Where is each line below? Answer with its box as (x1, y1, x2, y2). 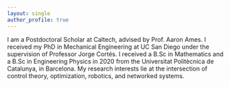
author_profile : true (7, 16, 69, 23)
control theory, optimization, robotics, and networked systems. (7, 71, 185, 79)
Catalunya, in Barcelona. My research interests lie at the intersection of (7, 64, 208, 73)
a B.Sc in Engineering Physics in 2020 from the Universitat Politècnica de (7, 57, 214, 65)
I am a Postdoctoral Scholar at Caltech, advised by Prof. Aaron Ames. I (7, 35, 206, 43)
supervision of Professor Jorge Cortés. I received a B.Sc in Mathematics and (7, 49, 224, 58)
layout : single (7, 10, 51, 17)
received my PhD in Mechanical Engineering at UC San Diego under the (7, 42, 209, 51)
